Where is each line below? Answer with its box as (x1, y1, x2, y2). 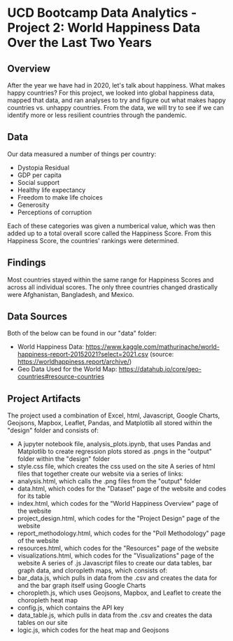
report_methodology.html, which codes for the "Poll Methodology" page (17, 529, 226, 537)
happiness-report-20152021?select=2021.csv (17, 350, 149, 359)
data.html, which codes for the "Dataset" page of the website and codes (17, 485, 227, 493)
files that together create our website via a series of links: (17, 469, 183, 478)
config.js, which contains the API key (17, 604, 125, 612)
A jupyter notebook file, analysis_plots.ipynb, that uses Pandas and (17, 440, 211, 448)
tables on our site (17, 619, 68, 627)
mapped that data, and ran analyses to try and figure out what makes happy (7, 96, 226, 104)
